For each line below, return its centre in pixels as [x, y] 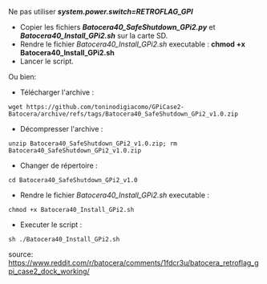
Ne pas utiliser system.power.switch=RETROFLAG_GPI [101, 12]
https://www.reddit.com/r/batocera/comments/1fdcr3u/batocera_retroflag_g [133, 263]
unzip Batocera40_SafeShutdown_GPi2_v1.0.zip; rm [93, 144]
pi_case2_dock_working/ [49, 271]
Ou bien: [22, 77]
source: [21, 254]
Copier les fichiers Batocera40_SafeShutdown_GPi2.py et [117, 27]
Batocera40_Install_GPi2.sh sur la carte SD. [94, 36]
